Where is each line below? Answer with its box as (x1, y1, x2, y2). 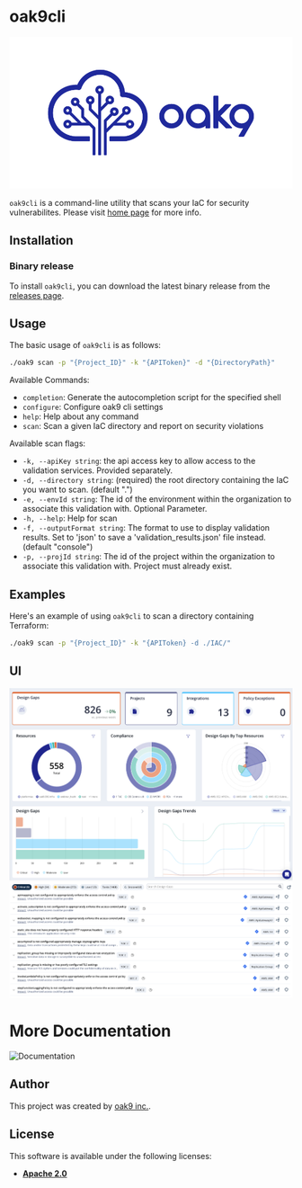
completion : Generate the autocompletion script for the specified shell (22, 392, 281, 403)
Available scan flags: (9, 438, 86, 449)
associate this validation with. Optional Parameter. (22, 504, 208, 514)
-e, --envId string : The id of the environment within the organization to (22, 494, 292, 505)
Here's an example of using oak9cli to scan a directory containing (9, 611, 254, 621)
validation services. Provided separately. (22, 465, 173, 476)
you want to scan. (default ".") (22, 484, 133, 496)
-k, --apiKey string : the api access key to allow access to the (22, 456, 256, 467)
